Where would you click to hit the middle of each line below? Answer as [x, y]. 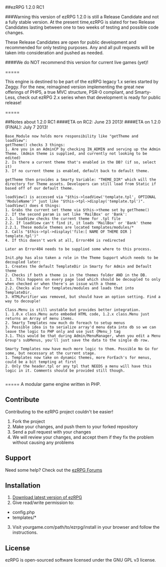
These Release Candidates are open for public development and [71, 42]
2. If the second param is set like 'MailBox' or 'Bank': [66, 214]
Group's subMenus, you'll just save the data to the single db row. [77, 340]
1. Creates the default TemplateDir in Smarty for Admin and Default [79, 266]
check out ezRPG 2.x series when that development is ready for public [89, 97]
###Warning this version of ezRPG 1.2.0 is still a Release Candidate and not [82, 17]
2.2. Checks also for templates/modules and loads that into [70, 288]
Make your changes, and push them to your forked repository [75, 427]
